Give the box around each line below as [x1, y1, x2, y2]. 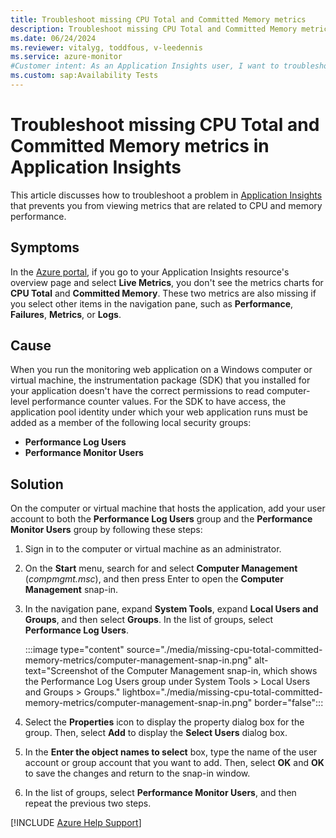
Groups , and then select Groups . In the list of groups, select [24, 614, 273, 626]
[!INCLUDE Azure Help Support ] [10, 817, 142, 829]
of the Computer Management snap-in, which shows [99, 665, 318, 677]
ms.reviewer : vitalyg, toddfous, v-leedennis [10, 42, 203, 53]
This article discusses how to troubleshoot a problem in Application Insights [10, 189, 323, 201]
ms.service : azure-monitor [10, 52, 123, 62]
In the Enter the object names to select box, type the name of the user [24, 746, 318, 758]
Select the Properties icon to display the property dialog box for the [24, 716, 305, 728]
